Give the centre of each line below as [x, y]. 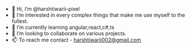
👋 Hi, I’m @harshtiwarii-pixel [46, 9]
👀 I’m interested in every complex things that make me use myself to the [98, 15]
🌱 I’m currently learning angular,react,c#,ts [63, 27]
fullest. [20, 21]
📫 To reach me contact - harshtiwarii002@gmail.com [76, 40]
